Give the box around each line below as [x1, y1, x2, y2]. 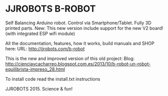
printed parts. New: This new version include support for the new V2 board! [5, 25, 163, 31]
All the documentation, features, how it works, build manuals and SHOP [5, 40, 155, 46]
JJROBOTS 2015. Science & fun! [5, 85, 73, 91]
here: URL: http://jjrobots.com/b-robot [5, 45, 85, 52]
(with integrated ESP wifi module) [5, 30, 75, 36]
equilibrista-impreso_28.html [5, 66, 65, 72]
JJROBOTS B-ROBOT [5, 3, 96, 15]
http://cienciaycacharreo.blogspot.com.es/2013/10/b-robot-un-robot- [5, 61, 151, 67]
